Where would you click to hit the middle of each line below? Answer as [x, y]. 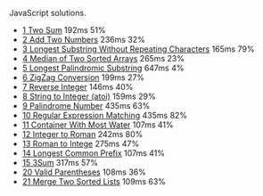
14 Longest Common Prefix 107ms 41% [94, 153]
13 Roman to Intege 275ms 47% [81, 143]
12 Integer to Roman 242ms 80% [82, 134]
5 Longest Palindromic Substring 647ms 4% [103, 68]
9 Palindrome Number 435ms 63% [86, 106]
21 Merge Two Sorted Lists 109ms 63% [94, 181]
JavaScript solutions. [48, 13]
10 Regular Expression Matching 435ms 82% [105, 115]
